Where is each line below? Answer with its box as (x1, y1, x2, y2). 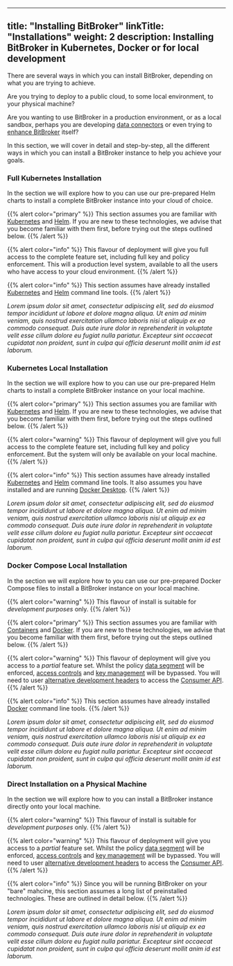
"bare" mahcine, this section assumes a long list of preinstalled (7, 887, 187, 895)
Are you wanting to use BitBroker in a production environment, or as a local (7, 112, 222, 121)
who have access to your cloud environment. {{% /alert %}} (7, 268, 178, 276)
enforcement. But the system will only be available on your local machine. (7, 450, 218, 459)
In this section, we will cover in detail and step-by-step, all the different (7, 141, 210, 149)
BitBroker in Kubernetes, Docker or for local (7, 42, 200, 54)
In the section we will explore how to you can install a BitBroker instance (7, 795, 214, 803)
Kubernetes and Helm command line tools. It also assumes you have (7, 478, 202, 486)
